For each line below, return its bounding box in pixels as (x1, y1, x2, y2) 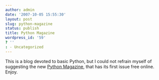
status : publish (5, 26, 39, 31)
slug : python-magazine (5, 21, 53, 26)
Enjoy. (5, 68, 18, 75)
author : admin (5, 7, 35, 12)
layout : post (5, 16, 33, 21)
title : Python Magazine (5, 30, 55, 35)
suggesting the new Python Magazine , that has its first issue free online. (5, 63, 154, 69)
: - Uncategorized (5, 44, 44, 49)
